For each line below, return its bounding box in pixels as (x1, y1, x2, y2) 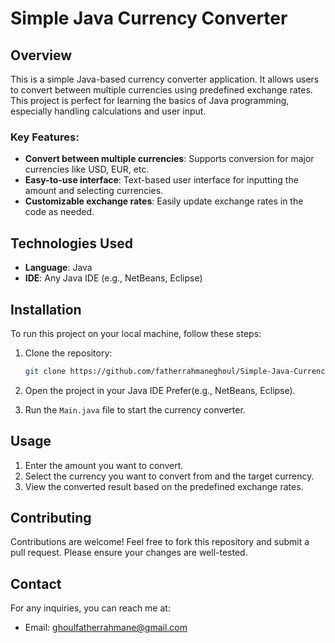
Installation (10, 301, 82, 318)
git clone (24, 366, 67, 376)
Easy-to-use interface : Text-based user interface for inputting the (24, 174, 299, 186)
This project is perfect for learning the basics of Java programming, (10, 95, 290, 106)
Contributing (10, 510, 92, 526)
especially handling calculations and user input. (10, 105, 207, 117)
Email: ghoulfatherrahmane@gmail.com (24, 622, 188, 634)
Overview (10, 47, 73, 64)
